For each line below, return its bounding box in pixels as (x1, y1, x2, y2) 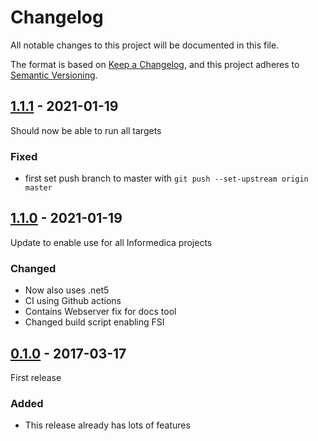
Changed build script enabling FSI (24, 316, 165, 328)
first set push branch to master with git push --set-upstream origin (24, 172, 309, 185)
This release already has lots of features (24, 419, 191, 431)
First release (10, 371, 62, 383)
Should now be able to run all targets (10, 124, 162, 136)
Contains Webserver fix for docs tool (24, 306, 177, 318)
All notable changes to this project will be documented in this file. (10, 39, 280, 51)
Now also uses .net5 (24, 284, 110, 296)
